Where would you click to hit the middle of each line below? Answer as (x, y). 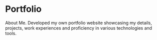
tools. (11, 33)
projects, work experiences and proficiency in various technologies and (79, 28)
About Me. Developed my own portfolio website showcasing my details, (78, 23)
